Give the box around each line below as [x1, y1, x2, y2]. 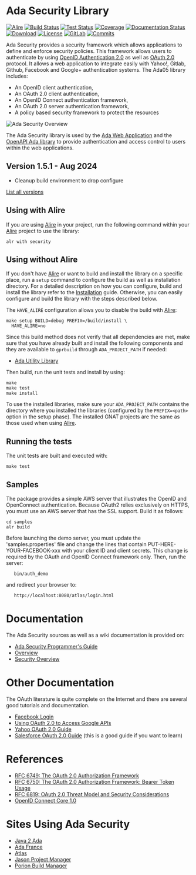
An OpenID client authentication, [14, 84, 93, 91]
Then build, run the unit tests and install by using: [6, 369, 125, 376]
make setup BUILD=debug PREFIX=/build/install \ [6, 318, 127, 324]
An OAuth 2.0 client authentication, [14, 90, 100, 97]
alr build [6, 524, 31, 530]
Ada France [14, 843, 43, 850]
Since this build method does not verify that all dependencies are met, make [6, 334, 190, 341]
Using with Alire [6, 205, 66, 215]
